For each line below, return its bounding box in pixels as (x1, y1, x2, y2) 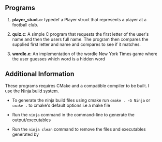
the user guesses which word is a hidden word (12, 56, 105, 62)
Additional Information (5, 70, 74, 78)
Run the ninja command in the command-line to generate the (12, 112, 134, 117)
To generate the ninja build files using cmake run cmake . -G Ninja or (12, 97, 150, 103)
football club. (12, 22, 39, 28)
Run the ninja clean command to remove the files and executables (12, 126, 146, 132)
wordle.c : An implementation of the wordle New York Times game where (12, 51, 158, 57)
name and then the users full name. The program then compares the (12, 36, 148, 42)
